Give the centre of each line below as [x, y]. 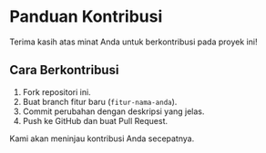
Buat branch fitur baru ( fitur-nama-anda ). [100, 101]
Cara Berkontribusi [64, 70]
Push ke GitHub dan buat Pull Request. [95, 120]
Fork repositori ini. [56, 91]
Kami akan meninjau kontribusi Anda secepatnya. [102, 139]
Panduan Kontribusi [86, 17]
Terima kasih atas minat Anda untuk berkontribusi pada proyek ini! [133, 42]
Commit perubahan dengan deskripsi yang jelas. [113, 111]
